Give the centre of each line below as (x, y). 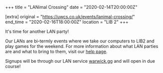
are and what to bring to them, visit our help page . (56, 52)
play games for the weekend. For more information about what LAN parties (82, 46)
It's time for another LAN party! (37, 31)
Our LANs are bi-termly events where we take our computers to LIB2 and (80, 41)
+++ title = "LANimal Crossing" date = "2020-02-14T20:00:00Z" (71, 7)
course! (13, 66)
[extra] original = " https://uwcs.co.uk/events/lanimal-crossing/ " (70, 17)
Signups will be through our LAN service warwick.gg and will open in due (80, 61)
